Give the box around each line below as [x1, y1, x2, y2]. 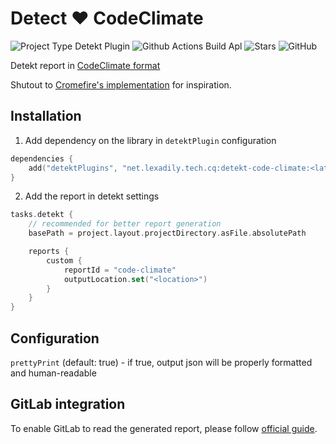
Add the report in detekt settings [24, 190, 160, 202]
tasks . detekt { [10, 210, 74, 220]
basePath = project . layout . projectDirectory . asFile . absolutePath [28, 228, 307, 239]
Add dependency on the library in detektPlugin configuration [24, 134, 277, 146]
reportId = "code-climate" [63, 265, 177, 275]
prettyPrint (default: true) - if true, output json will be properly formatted [10, 356, 313, 368]
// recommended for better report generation [28, 219, 222, 229]
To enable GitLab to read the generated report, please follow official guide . [10, 422, 318, 434]
